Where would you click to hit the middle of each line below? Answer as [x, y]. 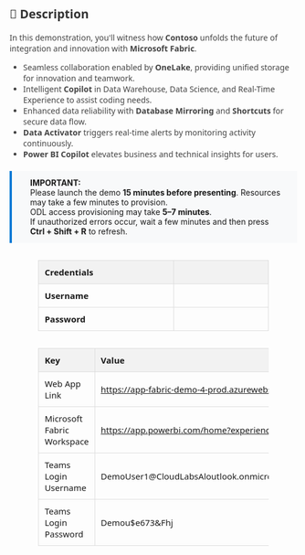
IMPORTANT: [56, 182]
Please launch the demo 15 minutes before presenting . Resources [156, 192]
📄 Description [49, 14]
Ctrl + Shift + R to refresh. [79, 231]
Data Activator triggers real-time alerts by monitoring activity [139, 132]
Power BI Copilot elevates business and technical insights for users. [150, 154]
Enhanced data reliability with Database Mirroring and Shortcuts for [153, 110]
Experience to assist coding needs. [87, 100]
